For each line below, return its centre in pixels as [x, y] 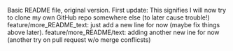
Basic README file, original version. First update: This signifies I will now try [116, 10]
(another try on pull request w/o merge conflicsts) [79, 40]
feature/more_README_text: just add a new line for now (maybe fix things [114, 25]
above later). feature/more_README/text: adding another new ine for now [113, 32]
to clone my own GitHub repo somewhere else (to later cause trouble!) [108, 17]
